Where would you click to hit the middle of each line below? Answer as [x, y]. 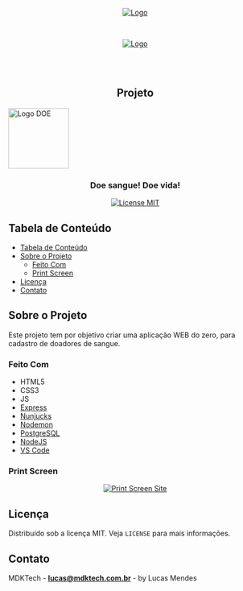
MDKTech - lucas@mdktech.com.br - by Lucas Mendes [103, 578]
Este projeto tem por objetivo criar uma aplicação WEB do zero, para [122, 335]
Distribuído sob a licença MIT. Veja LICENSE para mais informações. [119, 533]
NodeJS [33, 442]
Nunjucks [36, 416]
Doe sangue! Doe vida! [135, 185]
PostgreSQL [40, 433]
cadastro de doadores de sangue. [64, 343]
